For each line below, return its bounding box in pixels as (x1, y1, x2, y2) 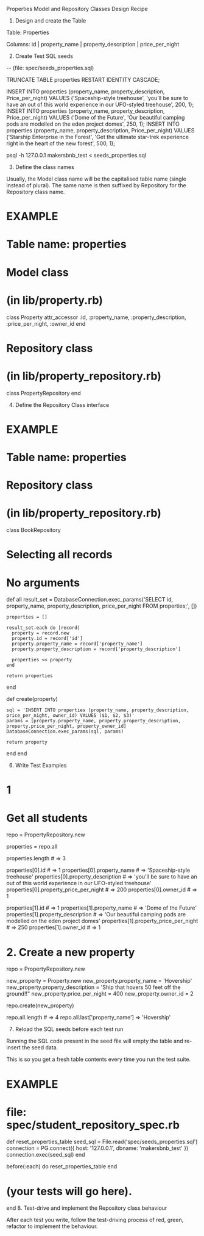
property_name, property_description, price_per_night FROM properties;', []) (6, 602, 197, 609)
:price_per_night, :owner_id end (6, 320, 86, 327)
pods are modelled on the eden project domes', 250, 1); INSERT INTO (6, 120, 180, 128)
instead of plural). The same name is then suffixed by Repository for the (6, 182, 187, 189)
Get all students (6, 811, 88, 825)
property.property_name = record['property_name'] (12, 641, 143, 647)
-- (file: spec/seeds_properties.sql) (6, 64, 94, 71)
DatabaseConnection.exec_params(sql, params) (6, 728, 124, 735)
